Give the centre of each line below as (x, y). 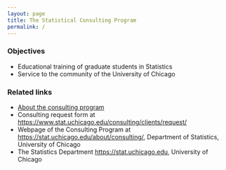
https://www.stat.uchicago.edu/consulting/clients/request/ (102, 122)
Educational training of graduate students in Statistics (95, 66)
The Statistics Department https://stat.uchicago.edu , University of (113, 152)
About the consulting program (61, 107)
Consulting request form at (56, 114)
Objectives (26, 51)
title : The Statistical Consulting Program (72, 20)
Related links (30, 92)
